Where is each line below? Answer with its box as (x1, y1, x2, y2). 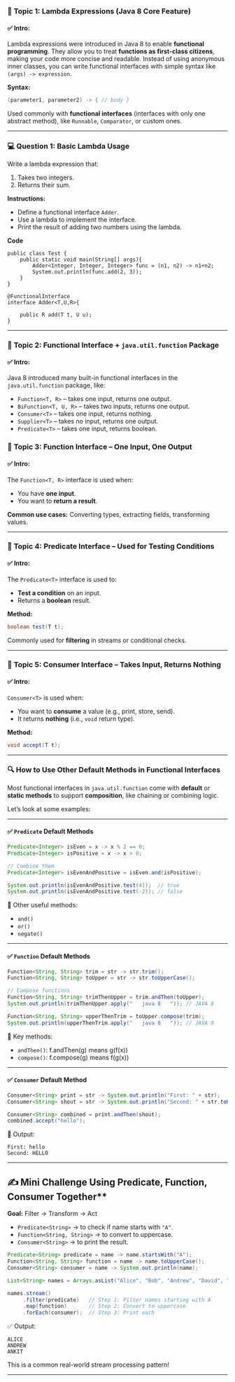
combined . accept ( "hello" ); (7, 1118, 86, 1125)
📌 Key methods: (7, 1032, 53, 1041)
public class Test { (7, 250, 68, 257)
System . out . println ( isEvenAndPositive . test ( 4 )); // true (7, 881, 180, 889)
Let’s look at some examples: (7, 804, 91, 813)
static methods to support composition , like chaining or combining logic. (7, 791, 219, 799)
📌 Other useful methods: (7, 901, 78, 909)
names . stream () (7, 1289, 52, 1296)
